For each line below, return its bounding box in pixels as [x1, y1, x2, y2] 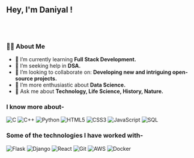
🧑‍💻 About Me [6, 42, 45, 50]
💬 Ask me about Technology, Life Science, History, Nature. [14, 88, 164, 95]
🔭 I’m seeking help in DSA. [14, 62, 81, 70]
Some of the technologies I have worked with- [6, 132, 144, 140]
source [14, 75, 33, 82]
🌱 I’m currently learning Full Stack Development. [14, 56, 136, 63]
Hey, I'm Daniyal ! [6, 5, 73, 15]
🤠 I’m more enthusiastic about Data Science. [14, 81, 126, 89]
